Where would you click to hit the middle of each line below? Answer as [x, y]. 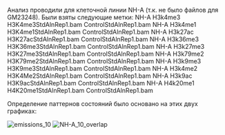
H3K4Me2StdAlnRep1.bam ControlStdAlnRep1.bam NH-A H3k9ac [100, 76]
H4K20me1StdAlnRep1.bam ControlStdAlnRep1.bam [80, 90]
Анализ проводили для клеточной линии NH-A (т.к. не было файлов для [113, 10]
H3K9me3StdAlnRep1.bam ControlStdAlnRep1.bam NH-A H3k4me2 [102, 69]
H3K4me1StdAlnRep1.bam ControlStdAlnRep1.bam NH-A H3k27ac [101, 32]
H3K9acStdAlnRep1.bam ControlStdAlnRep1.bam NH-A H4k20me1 [101, 83]
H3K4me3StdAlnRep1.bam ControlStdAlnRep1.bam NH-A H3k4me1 [102, 24]
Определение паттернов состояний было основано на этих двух [102, 104]
